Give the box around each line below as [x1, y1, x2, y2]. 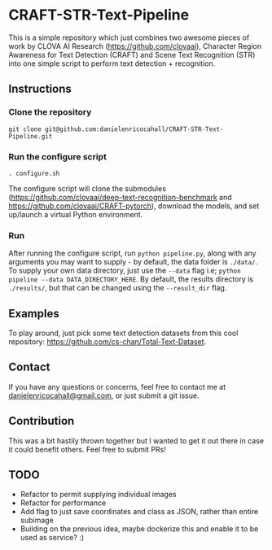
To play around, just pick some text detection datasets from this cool [8, 328, 239, 338]
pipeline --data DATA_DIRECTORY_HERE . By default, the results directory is [8, 274, 254, 284]
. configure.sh [8, 169, 60, 177]
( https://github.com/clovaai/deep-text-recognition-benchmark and [8, 192, 232, 202]
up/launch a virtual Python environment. [8, 209, 143, 219]
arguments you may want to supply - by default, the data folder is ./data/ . [8, 257, 258, 267]
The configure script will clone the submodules [8, 183, 167, 193]
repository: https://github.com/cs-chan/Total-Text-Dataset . [8, 337, 207, 347]
